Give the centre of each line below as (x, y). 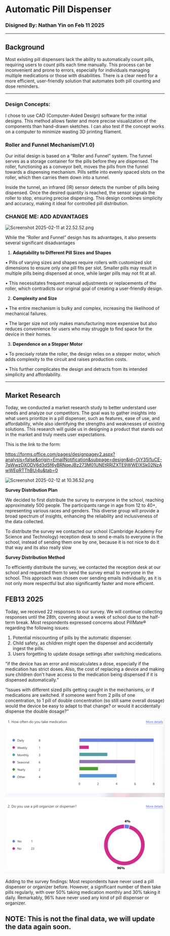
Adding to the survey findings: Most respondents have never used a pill (80, 881)
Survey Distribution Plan (31, 490)
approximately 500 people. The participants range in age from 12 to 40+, (81, 505)
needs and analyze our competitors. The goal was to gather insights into (81, 413)
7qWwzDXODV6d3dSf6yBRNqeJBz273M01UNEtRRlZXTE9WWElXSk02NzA (84, 465)
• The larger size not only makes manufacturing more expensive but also (81, 324)
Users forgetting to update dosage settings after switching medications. (88, 654)
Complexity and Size (35, 299)
